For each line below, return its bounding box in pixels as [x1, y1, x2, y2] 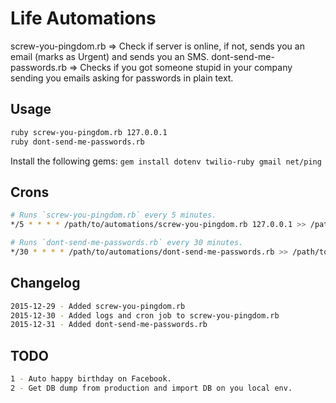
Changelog [10, 275, 81, 292]
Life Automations [10, 7, 157, 30]
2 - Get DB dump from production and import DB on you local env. [10, 383, 293, 393]
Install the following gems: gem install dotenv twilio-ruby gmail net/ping [10, 155, 322, 167]
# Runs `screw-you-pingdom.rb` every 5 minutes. [10, 210, 217, 221]
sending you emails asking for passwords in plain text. [10, 72, 234, 84]
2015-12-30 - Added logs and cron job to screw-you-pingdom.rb [10, 310, 280, 321]
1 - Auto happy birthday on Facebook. [10, 374, 172, 384]
